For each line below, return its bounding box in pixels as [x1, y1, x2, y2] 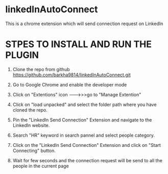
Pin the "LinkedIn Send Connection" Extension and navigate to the [12, 117, 152, 123]
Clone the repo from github [12, 66, 70, 72]
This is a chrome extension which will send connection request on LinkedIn [5, 20, 163, 27]
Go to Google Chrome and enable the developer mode [12, 81, 127, 88]
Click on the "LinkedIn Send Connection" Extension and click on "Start [12, 142, 161, 148]
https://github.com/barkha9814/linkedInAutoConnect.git [12, 72, 131, 78]
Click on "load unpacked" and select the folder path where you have [12, 101, 157, 107]
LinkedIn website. [12, 122, 50, 128]
